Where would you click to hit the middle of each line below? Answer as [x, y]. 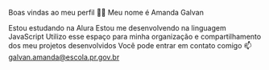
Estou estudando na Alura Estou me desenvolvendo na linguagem [118, 28]
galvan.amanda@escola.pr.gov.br [64, 57]
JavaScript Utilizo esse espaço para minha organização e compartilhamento [135, 37]
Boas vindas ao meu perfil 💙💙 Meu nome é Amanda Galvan [106, 12]
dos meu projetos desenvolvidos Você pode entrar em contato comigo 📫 [130, 45]
